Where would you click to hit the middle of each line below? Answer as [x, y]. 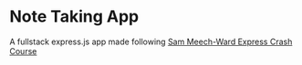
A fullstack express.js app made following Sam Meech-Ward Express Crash [151, 42]
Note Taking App [74, 17]
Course [23, 51]
